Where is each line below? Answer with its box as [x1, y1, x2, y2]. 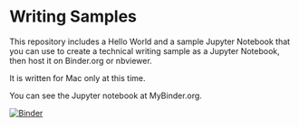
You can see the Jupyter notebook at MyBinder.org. [9, 90, 202, 101]
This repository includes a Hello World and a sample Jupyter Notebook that [9, 36, 291, 47]
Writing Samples [9, 6, 138, 27]
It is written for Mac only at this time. [9, 72, 146, 83]
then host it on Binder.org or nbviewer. [9, 55, 152, 66]
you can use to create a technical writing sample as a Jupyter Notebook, [9, 45, 281, 56]
